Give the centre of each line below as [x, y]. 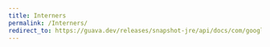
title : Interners [37, 16]
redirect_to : [30, 30]
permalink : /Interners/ [48, 23]
